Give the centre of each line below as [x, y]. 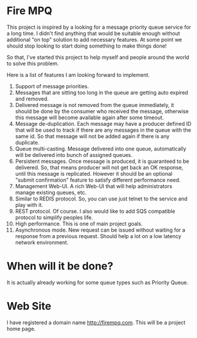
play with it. [29, 205]
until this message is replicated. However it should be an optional [94, 173]
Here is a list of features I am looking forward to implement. [78, 75]
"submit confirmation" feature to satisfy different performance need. [98, 180]
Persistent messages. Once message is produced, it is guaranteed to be [102, 161]
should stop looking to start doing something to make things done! [87, 46]
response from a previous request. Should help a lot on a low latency [98, 236]
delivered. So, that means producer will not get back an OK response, [99, 167]
